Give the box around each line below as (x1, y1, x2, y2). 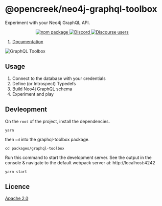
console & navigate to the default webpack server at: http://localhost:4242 (5, 159, 156, 165)
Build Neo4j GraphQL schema (12, 86, 72, 92)
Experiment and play (12, 91, 54, 97)
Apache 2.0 (5, 195, 28, 202)
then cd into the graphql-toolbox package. (5, 136, 90, 142)
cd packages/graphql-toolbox (5, 146, 65, 151)
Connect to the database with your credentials (12, 75, 106, 81)
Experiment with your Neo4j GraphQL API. (5, 20, 90, 26)
